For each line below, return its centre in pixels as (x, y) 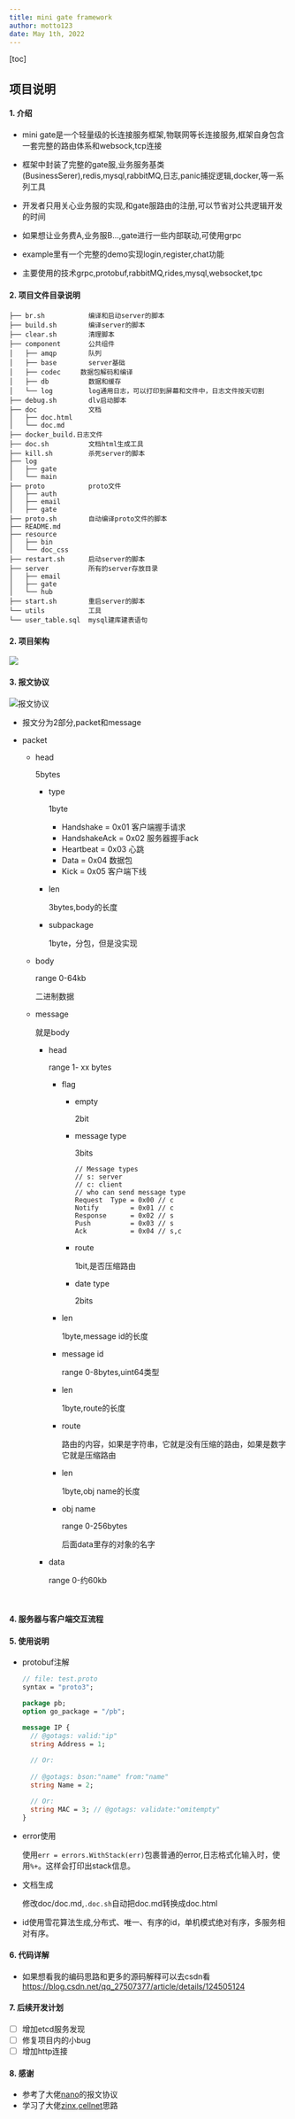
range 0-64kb (61, 978)
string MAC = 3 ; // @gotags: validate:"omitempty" (125, 1809)
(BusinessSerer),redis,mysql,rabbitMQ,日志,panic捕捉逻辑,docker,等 (145, 175)
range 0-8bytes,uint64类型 (110, 1372)
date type (92, 1283)
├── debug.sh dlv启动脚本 (68, 401)
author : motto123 (41, 26)
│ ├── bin (31, 542)
